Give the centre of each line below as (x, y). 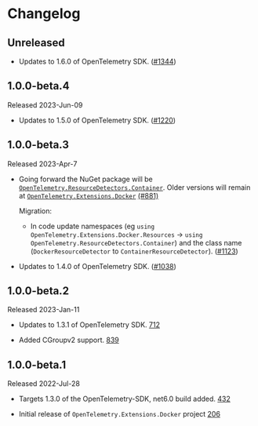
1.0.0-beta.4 (38, 86)
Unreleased (36, 43)
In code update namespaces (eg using (92, 226)
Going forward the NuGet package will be (86, 179)
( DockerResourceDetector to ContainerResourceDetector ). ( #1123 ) (134, 251)
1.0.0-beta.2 (38, 291)
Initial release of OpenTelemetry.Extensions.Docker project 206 (120, 414)
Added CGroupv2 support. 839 (69, 340)
